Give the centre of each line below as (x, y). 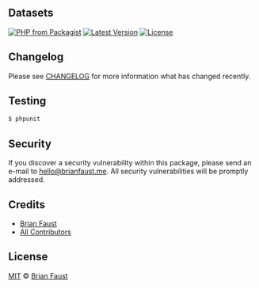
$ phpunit (25, 119)
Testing (27, 101)
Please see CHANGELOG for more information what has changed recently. (129, 76)
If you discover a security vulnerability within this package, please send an (130, 163)
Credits (27, 205)
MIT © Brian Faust (38, 275)
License (28, 257)
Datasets (31, 13)
